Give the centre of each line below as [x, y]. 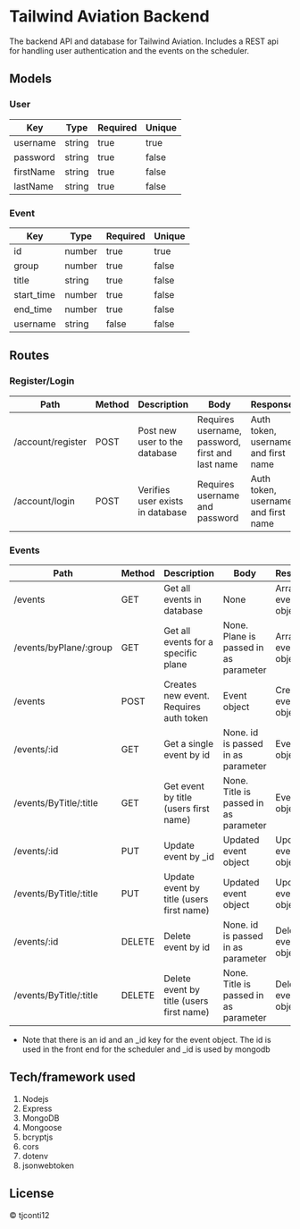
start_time [34, 294]
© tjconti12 [29, 1215]
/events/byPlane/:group [63, 648]
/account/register [50, 442]
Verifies [154, 489]
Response [272, 404]
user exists [161, 501]
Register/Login [42, 381]
